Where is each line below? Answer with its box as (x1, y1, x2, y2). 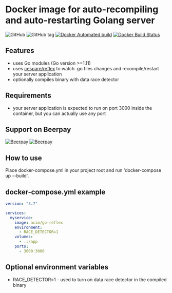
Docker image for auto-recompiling (5, 4, 159, 15)
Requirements (5, 91, 51, 100)
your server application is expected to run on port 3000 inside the (12, 105, 152, 111)
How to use (5, 153, 42, 162)
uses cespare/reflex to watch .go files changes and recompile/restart (12, 65, 159, 71)
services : (5, 210, 27, 216)
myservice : (10, 215, 33, 220)
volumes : (14, 235, 33, 240)
